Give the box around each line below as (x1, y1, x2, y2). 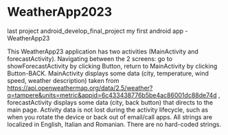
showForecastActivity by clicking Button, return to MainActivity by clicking (7, 62, 218, 70)
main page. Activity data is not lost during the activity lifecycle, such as (7, 106, 208, 114)
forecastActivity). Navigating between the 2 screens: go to (7, 54, 173, 62)
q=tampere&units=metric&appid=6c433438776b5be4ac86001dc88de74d (7, 90, 218, 99)
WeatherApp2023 (7, 4, 113, 20)
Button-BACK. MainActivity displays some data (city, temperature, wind (7, 69, 209, 77)
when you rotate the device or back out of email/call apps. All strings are (7, 112, 213, 121)
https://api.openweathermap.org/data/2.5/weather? (7, 84, 153, 92)
